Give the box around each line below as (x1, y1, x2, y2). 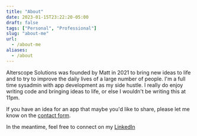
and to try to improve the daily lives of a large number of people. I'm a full (6, 75, 186, 82)
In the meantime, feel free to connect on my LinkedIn (6, 123, 135, 130)
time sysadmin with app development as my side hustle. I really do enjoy (6, 81, 183, 89)
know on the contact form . (6, 112, 71, 119)
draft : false (6, 20, 39, 25)
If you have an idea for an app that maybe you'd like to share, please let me (6, 105, 190, 112)
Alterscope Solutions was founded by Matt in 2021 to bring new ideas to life (6, 69, 191, 76)
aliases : (6, 47, 28, 53)
